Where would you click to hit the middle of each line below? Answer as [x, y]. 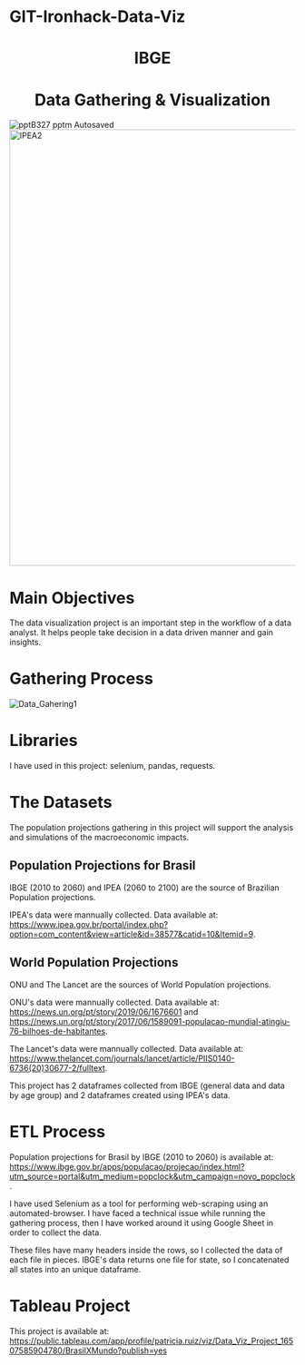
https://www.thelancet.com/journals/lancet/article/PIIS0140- [122, 1058]
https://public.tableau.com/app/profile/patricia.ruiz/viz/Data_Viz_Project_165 [152, 1340]
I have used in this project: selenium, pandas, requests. [113, 766]
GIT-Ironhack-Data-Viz [98, 17]
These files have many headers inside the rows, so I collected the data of [146, 1250]
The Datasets [61, 803]
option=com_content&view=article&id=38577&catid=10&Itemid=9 [132, 934]
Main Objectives [72, 598]
